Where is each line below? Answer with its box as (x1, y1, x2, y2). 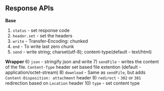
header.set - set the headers (12, 32, 73, 38)
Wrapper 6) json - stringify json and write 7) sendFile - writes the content (5, 58, 159, 65)
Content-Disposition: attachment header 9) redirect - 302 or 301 (5, 74, 141, 80)
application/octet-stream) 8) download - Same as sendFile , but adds (5, 69, 146, 75)
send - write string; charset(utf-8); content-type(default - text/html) (12, 49, 152, 55)
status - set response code (12, 27, 70, 33)
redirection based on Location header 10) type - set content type (5, 80, 140, 86)
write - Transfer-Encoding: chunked (12, 38, 88, 44)
